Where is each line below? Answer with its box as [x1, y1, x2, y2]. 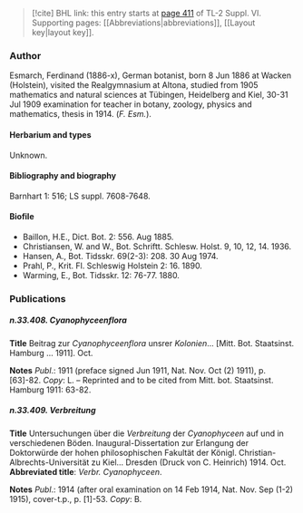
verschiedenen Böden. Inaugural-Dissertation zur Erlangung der [9, 437, 249, 448]
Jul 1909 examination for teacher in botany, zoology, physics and [9, 99, 252, 110]
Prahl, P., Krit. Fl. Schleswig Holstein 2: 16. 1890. [22, 260, 202, 271]
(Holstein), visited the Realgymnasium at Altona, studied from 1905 [9, 80, 259, 91]
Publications [9, 292, 66, 305]
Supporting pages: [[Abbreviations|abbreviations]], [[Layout [31, 17, 256, 28]
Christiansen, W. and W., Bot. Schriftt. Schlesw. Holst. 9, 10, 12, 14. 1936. [22, 240, 292, 252]
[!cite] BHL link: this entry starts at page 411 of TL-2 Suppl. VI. [31, 8, 261, 18]
